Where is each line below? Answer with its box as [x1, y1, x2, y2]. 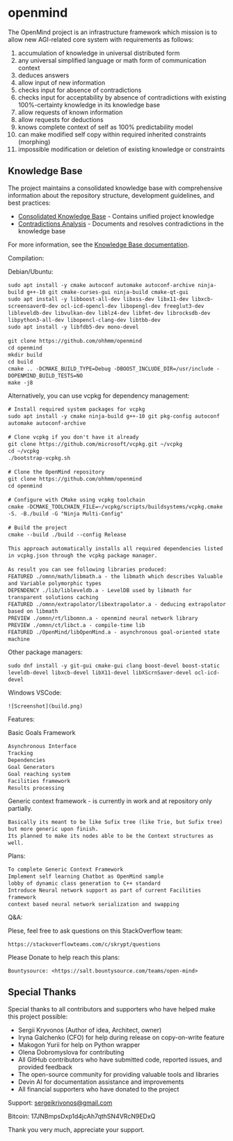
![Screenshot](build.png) [8, 702, 83, 710]
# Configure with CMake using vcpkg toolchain [8, 496, 145, 503]
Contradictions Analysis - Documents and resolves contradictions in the [17, 219, 225, 228]
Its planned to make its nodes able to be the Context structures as [8, 832, 214, 839]
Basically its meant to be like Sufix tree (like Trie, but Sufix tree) [8, 818, 223, 825]
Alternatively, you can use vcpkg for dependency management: [8, 391, 190, 400]
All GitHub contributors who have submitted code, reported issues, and [17, 1055, 222, 1064]
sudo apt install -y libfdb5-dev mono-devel [8, 323, 139, 330]
